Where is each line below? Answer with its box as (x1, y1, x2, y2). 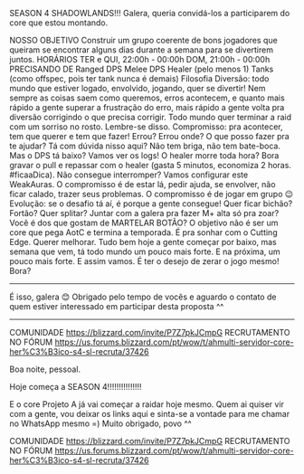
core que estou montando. (9, 17, 109, 28)
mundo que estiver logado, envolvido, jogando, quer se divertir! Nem (9, 83, 266, 93)
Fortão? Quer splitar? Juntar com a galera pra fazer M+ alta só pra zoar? (9, 208, 280, 218)
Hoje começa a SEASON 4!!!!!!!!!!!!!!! (9, 382, 142, 392)
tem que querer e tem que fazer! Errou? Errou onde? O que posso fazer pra (9, 131, 290, 141)
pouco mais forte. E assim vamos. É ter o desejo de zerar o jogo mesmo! (9, 256, 280, 266)
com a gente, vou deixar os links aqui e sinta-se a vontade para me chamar (9, 409, 290, 419)
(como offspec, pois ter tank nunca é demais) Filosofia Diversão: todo (9, 73, 270, 84)
